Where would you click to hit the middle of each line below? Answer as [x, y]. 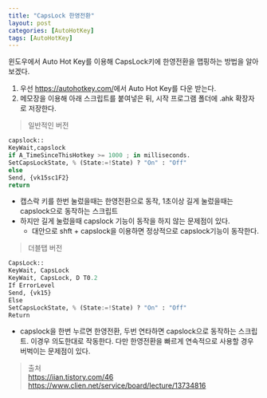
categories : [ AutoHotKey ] [51, 30]
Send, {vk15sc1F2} [39, 177]
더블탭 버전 [45, 248]
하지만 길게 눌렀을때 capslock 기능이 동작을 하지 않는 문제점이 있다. [125, 221]
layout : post [30, 23]
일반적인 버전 [48, 125]
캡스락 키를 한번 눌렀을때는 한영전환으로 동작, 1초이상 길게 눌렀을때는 [126, 201]
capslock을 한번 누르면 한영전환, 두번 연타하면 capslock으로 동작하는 [128, 331]
